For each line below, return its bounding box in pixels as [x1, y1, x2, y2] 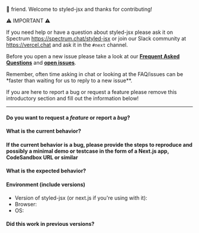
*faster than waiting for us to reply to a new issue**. [6, 77, 133, 84]
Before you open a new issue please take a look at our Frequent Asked [6, 53, 180, 59]
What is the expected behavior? [6, 167, 86, 175]
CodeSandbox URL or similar [6, 153, 78, 160]
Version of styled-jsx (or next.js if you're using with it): [14, 194, 147, 201]
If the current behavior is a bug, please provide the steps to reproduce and [6, 141, 192, 148]
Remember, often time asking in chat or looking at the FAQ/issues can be [6, 71, 184, 77]
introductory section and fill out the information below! [6, 95, 139, 102]
